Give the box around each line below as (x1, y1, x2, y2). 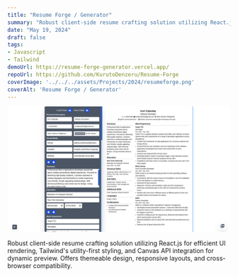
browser (7, 261, 32, 270)
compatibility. (33, 261, 73, 270)
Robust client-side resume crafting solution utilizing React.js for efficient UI (7, 239, 226, 247)
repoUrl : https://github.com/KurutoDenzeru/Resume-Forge (7, 71, 179, 78)
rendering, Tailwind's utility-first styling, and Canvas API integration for (7, 246, 214, 254)
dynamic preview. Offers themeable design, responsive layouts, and (7, 254, 205, 262)
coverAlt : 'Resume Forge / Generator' (7, 86, 122, 93)
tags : (7, 41, 23, 49)
